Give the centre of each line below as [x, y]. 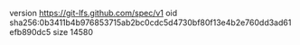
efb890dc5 [30, 32]
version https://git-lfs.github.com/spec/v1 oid [94, 13]
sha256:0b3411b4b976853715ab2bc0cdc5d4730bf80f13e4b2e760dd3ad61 [150, 22]
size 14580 [73, 32]
